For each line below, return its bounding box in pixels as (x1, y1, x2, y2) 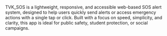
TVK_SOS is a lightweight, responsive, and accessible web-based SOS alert (5, 4, 162, 10)
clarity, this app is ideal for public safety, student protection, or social (5, 20, 148, 26)
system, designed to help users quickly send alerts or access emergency (5, 9, 156, 15)
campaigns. (5, 25, 30, 31)
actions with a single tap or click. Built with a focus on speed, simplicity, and (5, 15, 162, 20)
